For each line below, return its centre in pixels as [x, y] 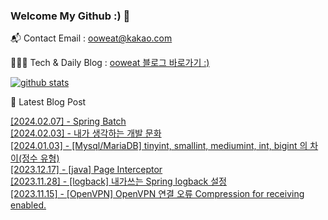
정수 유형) [40, 158]
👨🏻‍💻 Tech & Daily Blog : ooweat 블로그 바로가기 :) [110, 63]
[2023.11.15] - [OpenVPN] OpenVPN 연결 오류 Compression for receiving [157, 194]
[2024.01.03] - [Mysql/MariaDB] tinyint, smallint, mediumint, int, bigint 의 [159, 146]
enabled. [28, 205]
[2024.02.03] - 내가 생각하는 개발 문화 [86, 133]
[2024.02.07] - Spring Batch [68, 121]
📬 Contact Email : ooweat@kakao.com [91, 38]
